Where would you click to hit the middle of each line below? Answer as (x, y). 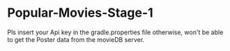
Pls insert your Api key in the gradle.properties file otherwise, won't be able (115, 32)
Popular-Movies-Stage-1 (80, 13)
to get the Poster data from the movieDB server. (76, 39)
